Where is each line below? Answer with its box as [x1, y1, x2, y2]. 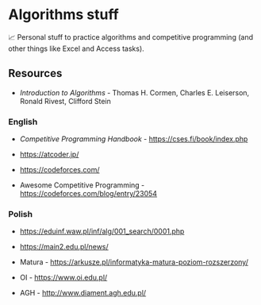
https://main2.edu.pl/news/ [19, 242, 109, 252]
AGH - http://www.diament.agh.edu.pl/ [19, 288, 147, 298]
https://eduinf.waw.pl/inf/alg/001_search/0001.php [19, 226, 185, 236]
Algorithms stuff [8, 6, 119, 24]
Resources [8, 67, 63, 80]
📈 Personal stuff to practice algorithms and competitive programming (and [8, 32, 254, 41]
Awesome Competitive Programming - [19, 180, 145, 190]
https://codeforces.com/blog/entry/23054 [19, 189, 157, 199]
